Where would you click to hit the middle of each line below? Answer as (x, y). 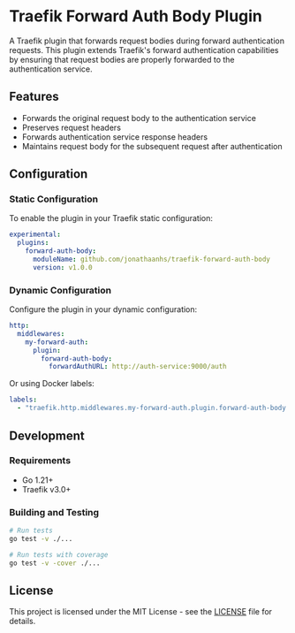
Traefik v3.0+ (46, 489)
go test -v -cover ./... (55, 563)
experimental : (35, 235)
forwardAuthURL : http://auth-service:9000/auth (137, 367)
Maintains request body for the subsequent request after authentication (152, 146)
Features (34, 97)
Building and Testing (54, 512)
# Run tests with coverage (59, 554)
